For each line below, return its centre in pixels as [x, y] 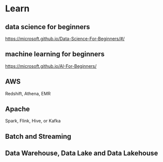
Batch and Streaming [38, 136]
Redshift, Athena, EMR [28, 93]
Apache [18, 109]
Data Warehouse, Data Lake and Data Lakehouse [82, 153]
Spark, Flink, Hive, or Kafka [33, 121]
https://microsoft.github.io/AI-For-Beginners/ [51, 66]
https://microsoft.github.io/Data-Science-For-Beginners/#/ [65, 39]
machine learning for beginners [55, 54]
